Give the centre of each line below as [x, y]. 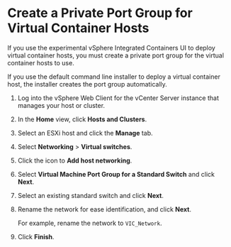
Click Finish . [36, 236]
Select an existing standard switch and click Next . [91, 195]
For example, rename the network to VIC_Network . [90, 223]
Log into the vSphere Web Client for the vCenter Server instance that [118, 98]
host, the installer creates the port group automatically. [88, 84]
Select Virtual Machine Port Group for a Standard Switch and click [116, 174]
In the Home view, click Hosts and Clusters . [82, 119]
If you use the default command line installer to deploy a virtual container [114, 77]
